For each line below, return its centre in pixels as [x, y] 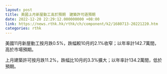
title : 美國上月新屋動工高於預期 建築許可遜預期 [50, 14]
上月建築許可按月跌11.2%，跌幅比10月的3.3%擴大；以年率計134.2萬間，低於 [84, 60]
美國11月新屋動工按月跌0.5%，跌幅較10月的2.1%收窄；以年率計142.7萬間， [82, 43]
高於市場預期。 [21, 49]
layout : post [19, 10]
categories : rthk [23, 28]
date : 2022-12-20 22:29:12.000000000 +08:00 [52, 19]
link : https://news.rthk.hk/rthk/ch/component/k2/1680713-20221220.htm [81, 24]
